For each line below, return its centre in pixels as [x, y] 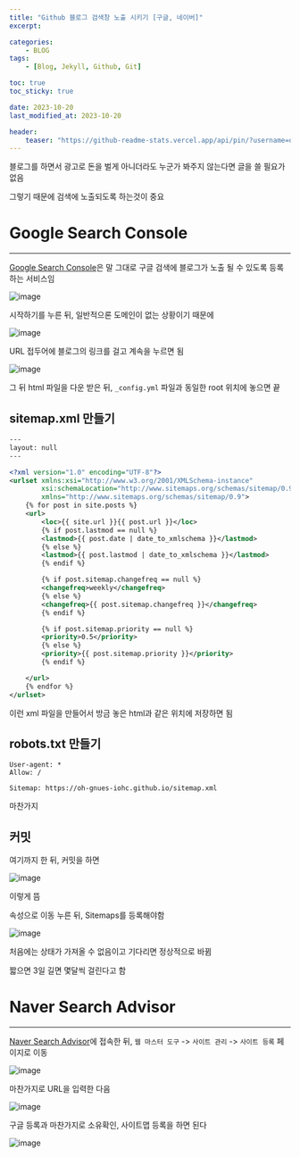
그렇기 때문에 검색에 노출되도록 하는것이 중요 [87, 196]
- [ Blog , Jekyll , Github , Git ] [83, 67]
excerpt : [25, 26]
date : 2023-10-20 [42, 107]
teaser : [39, 140]
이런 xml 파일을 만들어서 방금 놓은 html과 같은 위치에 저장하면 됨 [121, 713]
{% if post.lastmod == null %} [100, 530]
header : [24, 132]
